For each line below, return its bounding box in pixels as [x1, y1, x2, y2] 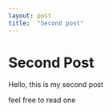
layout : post [8, 11, 52, 20]
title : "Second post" [8, 19, 84, 27]
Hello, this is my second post [8, 80, 104, 89]
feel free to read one [8, 95, 76, 105]
